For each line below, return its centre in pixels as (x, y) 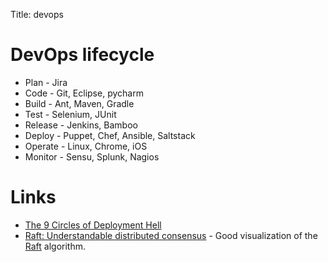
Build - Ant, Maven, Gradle (79, 103)
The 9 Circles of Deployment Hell (93, 225)
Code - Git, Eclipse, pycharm (84, 93)
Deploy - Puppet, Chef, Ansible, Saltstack (110, 135)
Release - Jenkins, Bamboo (81, 125)
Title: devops (37, 14)
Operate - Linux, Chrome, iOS (86, 146)
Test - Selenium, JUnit (70, 114)
